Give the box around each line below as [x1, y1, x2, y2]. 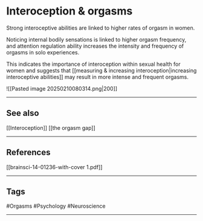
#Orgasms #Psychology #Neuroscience [6, 202, 106, 210]
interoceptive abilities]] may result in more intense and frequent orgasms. [6, 73, 189, 80]
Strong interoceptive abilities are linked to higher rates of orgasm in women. [6, 24, 195, 31]
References [6, 147, 51, 158]
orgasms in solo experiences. [6, 48, 80, 56]
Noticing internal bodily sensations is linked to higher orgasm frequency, [6, 36, 187, 43]
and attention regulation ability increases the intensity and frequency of [6, 42, 184, 50]
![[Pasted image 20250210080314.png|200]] [6, 85, 118, 92]
